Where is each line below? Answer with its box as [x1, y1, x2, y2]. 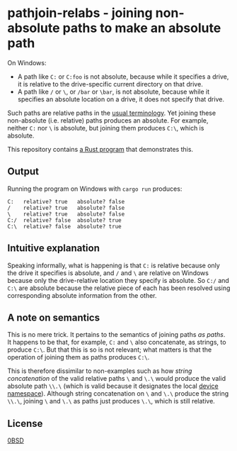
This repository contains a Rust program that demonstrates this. [7, 145, 193, 153]
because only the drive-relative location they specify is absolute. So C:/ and [7, 276, 230, 284]
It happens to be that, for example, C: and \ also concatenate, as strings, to [7, 338, 226, 347]
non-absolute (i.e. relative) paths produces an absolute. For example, [7, 116, 209, 125]
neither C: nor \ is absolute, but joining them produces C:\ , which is [7, 123, 204, 132]
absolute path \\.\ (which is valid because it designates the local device [7, 382, 219, 391]
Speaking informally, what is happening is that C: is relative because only [7, 261, 221, 269]
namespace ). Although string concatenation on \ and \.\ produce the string [7, 389, 229, 398]
